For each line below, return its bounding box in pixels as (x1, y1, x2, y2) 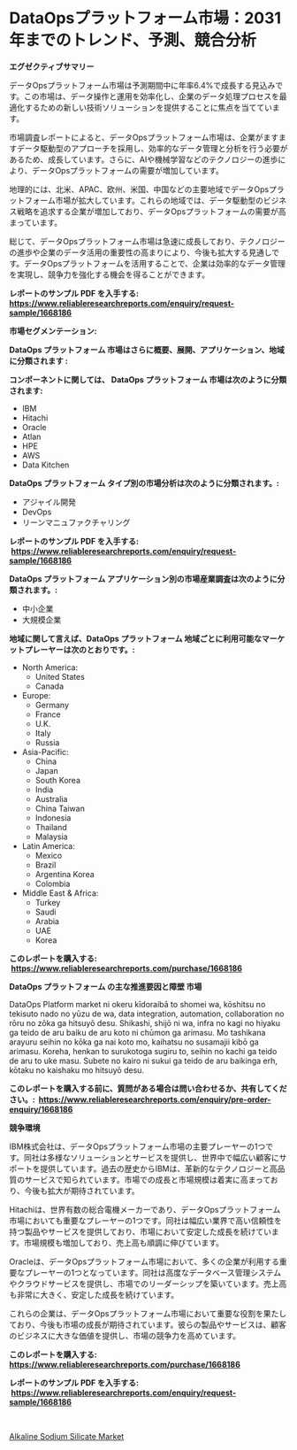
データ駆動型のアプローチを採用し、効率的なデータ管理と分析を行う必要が (16, 143, 288, 153)
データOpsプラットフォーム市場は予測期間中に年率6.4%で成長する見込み (9, 80, 276, 90)
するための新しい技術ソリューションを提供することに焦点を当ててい (24, 102, 272, 112)
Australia (34, 793, 68, 804)
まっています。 (9, 217, 63, 228)
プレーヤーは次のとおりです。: (24, 644, 135, 655)
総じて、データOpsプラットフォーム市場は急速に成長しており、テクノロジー (9, 235, 286, 246)
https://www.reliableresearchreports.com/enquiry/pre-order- (38, 1094, 271, 1105)
